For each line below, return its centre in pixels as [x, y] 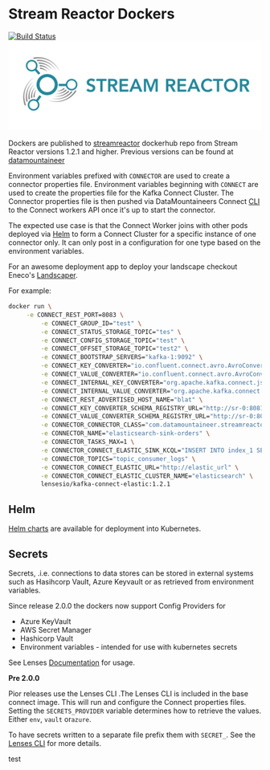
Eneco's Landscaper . [43, 275]
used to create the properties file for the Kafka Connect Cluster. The [121, 193]
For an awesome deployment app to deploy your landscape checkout [123, 267]
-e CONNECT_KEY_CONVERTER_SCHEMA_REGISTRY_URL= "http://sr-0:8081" [154, 408]
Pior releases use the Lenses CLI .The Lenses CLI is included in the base [129, 693]
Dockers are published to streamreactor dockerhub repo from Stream [123, 143]
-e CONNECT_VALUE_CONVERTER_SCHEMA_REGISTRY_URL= [125, 417]
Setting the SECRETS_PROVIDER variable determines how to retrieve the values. [135, 711]
